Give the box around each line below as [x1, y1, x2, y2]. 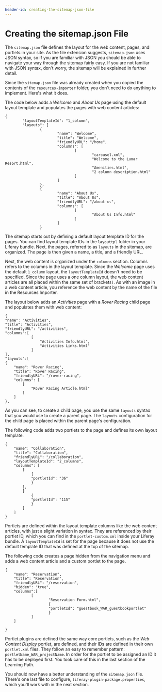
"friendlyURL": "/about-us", [57, 199, 116, 204]
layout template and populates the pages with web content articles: [5, 104, 140, 110]
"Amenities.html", [92, 165, 130, 170]
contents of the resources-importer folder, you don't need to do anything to [5, 85, 156, 91]
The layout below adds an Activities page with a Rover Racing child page [5, 299, 150, 305]
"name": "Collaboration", [14, 446, 66, 451]
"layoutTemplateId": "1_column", [22, 118, 90, 123]
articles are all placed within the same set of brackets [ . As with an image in [5, 279, 155, 285]
